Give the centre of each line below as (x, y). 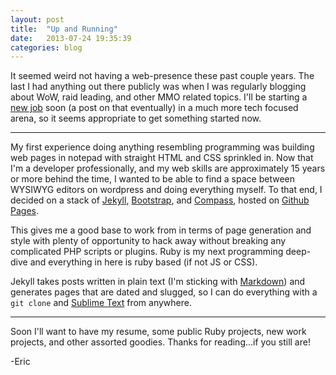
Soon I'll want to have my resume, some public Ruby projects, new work (158, 332)
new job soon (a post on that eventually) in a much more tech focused (154, 108)
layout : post (37, 19)
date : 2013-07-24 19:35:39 (71, 38)
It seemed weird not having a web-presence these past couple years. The (162, 76)
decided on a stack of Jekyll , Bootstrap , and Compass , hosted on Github (160, 200)
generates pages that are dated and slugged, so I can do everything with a (164, 292)
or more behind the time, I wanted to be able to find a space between (152, 179)
